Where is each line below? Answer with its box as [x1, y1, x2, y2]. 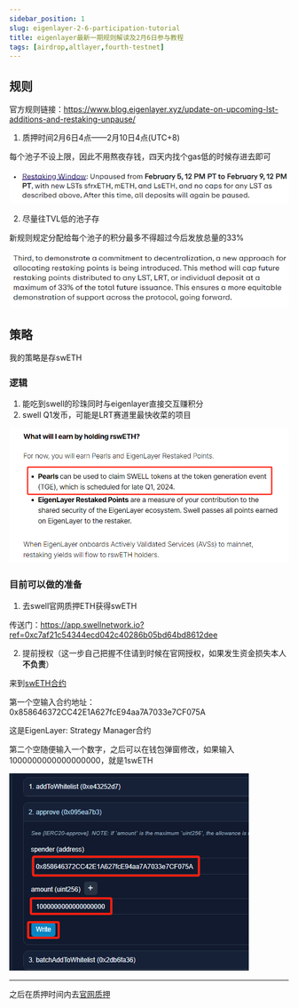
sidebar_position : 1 [9, 14, 86, 23]
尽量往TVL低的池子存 [21, 213, 100, 224]
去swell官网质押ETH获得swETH [21, 600, 137, 611]
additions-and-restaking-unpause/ [9, 114, 136, 124]
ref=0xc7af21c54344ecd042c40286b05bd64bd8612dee [9, 629, 218, 640]
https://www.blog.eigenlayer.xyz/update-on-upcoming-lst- [63, 104, 279, 115]
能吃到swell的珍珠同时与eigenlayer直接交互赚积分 [21, 398, 204, 409]
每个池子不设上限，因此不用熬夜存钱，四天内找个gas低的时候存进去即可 [9, 151, 271, 162]
